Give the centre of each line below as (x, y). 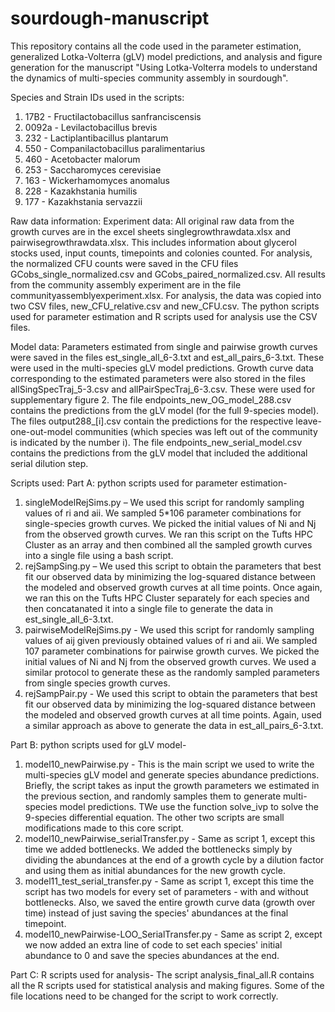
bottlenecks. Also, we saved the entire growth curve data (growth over (170, 902)
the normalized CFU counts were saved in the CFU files (124, 263)
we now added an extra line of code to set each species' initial (153, 944)
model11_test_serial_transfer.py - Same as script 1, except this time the (169, 881)
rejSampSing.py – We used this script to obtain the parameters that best (173, 566)
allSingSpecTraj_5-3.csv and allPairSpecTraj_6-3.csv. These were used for (163, 389)
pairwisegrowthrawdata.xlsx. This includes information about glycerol (153, 242)
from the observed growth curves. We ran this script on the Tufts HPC (169, 534)
